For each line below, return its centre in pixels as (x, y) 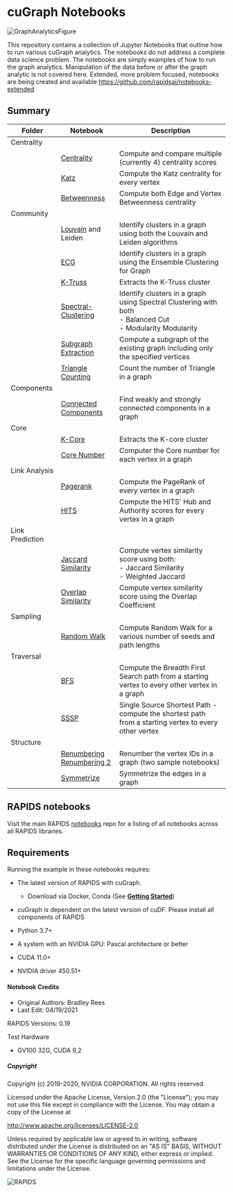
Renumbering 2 (86, 762)
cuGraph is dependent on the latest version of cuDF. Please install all (115, 910)
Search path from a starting (164, 676)
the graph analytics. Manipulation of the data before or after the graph (107, 67)
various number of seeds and (167, 636)
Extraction (77, 352)
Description (171, 131)
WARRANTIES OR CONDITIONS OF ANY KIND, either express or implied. (110, 1153)
